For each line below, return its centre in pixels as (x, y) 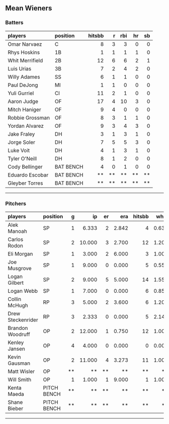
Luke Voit (19, 150)
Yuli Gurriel (21, 93)
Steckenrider (23, 320)
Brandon (18, 328)
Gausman (19, 363)
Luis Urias (20, 68)
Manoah (18, 231)
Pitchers (16, 203)
